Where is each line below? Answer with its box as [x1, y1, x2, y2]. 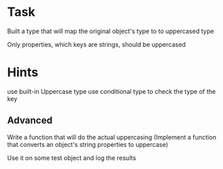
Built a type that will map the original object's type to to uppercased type [7, 27, 214, 35]
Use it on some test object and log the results [7, 153, 137, 162]
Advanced [7, 115, 53, 126]
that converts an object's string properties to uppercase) [7, 140, 168, 148]
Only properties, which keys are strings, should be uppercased [7, 40, 186, 48]
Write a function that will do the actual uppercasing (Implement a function [7, 132, 217, 141]
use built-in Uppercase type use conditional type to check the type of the [7, 87, 216, 95]
